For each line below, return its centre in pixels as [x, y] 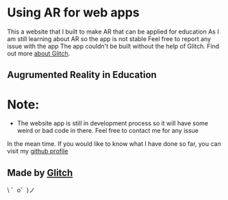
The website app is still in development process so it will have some [113, 123]
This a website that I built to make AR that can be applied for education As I [113, 32]
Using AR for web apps [73, 13]
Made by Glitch [40, 173]
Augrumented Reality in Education [82, 75]
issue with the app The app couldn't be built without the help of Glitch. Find [113, 46]
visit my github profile [38, 151]
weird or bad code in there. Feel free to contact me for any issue [108, 131]
